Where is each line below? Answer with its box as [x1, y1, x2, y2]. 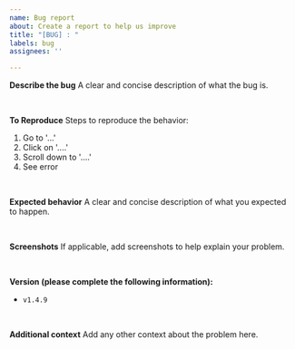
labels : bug [9, 38, 54, 48]
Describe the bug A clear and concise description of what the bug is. [9, 80, 269, 91]
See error [22, 161, 59, 172]
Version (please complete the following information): [9, 276, 213, 287]
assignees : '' [9, 47, 64, 56]
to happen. [9, 206, 50, 218]
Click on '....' [22, 142, 69, 153]
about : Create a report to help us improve [9, 22, 177, 31]
